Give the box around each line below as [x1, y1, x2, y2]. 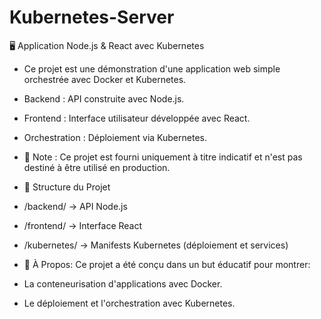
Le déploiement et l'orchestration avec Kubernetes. [23, 297, 236, 309]
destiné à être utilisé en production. [23, 161, 171, 173]
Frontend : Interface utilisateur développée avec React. [23, 112, 251, 124]
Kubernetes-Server [9, 6, 175, 29]
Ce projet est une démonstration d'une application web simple [23, 62, 281, 75]
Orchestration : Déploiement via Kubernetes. [23, 131, 207, 143]
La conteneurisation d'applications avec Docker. [23, 277, 223, 290]
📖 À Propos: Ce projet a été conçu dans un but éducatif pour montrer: [23, 258, 311, 270]
